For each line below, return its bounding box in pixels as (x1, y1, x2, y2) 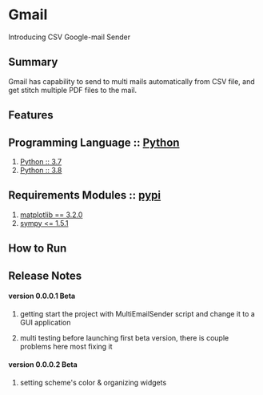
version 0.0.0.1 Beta (8, 291, 76, 301)
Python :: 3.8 (19, 165, 62, 175)
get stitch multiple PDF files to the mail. (8, 85, 137, 95)
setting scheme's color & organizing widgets (19, 377, 167, 387)
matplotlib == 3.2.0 (19, 210, 83, 220)
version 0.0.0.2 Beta (8, 360, 78, 369)
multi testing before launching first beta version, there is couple (19, 333, 229, 342)
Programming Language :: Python (8, 135, 180, 149)
